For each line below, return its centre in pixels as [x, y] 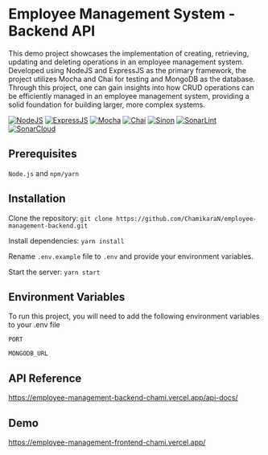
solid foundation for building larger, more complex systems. [107, 105]
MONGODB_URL [28, 354]
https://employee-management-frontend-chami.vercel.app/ [107, 442]
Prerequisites [43, 154]
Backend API [52, 31]
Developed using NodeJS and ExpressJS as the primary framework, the [128, 70]
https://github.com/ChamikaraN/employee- [187, 219]
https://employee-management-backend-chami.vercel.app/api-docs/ [124, 398]
